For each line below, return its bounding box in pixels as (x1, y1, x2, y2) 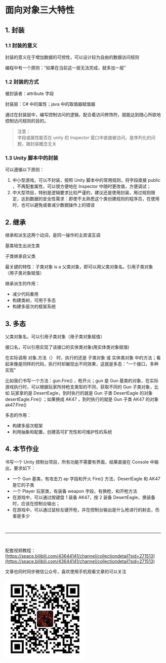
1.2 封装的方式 (5, 78, 39, 85)
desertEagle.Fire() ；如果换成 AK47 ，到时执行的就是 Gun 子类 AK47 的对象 (5, 396, 159, 402)
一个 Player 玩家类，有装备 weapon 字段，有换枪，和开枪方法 (12, 488, 137, 494)
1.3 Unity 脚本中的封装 (5, 154, 58, 161)
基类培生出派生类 (5, 243, 40, 249)
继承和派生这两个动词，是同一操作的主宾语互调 (5, 232, 100, 238)
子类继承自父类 (5, 253, 36, 259)
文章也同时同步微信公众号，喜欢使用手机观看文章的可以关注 (5, 568, 126, 574)
